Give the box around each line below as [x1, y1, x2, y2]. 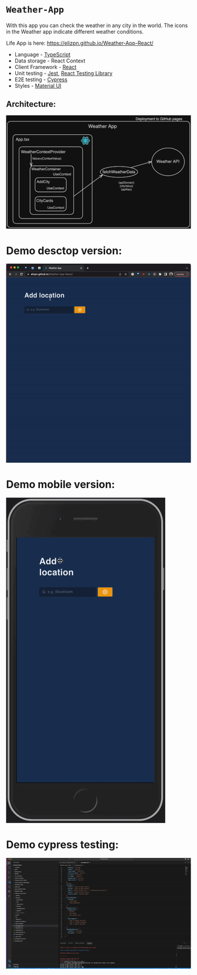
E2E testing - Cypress [14, 76, 67, 83]
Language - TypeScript [14, 51, 71, 58]
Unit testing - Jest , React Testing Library [14, 69, 113, 77]
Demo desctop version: [6, 244, 122, 257]
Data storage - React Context [14, 57, 86, 64]
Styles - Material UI [14, 82, 62, 89]
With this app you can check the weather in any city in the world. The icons [6, 22, 188, 29]
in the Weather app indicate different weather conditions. [6, 28, 144, 35]
